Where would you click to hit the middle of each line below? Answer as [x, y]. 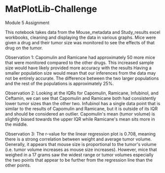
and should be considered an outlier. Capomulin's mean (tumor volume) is [80, 114]
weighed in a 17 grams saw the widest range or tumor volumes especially [79, 155]
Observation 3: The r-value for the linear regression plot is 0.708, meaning [81, 134]
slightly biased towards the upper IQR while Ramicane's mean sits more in [80, 119]
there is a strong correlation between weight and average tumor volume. [78, 139]
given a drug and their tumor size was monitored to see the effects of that [80, 42]
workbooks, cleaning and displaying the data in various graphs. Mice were [81, 37]
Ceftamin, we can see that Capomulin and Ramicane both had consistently [81, 98]
